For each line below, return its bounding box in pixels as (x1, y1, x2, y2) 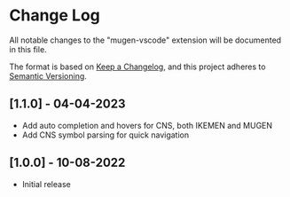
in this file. (9, 43, 47, 54)
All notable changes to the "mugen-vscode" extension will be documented (9, 35, 282, 45)
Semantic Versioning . (9, 70, 87, 81)
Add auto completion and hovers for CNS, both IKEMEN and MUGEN (21, 120, 273, 130)
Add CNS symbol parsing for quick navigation (21, 130, 189, 140)
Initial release (21, 178, 71, 189)
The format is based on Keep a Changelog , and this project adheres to (9, 61, 266, 72)
